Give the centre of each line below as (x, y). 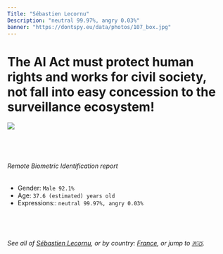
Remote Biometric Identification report (63, 166)
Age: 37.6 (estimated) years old (66, 195)
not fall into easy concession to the (111, 92)
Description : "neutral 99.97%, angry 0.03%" (74, 20)
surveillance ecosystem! (81, 107)
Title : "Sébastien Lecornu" (49, 14)
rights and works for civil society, (107, 77)
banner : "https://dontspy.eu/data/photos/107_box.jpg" (89, 27)
